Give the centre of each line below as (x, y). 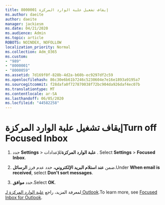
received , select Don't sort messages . (53, 173)
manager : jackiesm (24, 24)
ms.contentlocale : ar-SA (31, 94)
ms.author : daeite (24, 15)
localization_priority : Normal (38, 47)
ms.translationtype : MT (30, 89)
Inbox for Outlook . (24, 197)
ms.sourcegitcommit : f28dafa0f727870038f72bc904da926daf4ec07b (73, 84)
